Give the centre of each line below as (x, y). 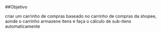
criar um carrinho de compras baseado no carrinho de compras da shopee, (81, 16)
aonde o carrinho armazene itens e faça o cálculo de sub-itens (68, 21)
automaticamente (23, 26)
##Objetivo (16, 7)
